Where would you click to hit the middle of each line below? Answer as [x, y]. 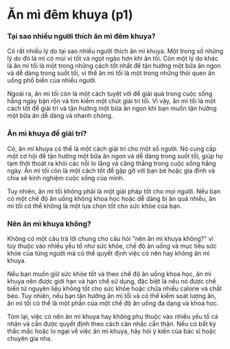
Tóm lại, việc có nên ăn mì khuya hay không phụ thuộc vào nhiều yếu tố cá [113, 317]
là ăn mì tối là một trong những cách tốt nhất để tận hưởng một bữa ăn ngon [114, 66]
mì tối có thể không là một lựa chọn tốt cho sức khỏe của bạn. [94, 206]
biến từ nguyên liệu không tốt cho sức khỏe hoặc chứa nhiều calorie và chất [115, 288]
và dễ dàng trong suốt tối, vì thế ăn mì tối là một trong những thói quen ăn [111, 73]
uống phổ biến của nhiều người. [52, 81]
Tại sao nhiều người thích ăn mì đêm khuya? [81, 36]
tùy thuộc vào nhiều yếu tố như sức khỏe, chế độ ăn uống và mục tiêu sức [112, 246]
